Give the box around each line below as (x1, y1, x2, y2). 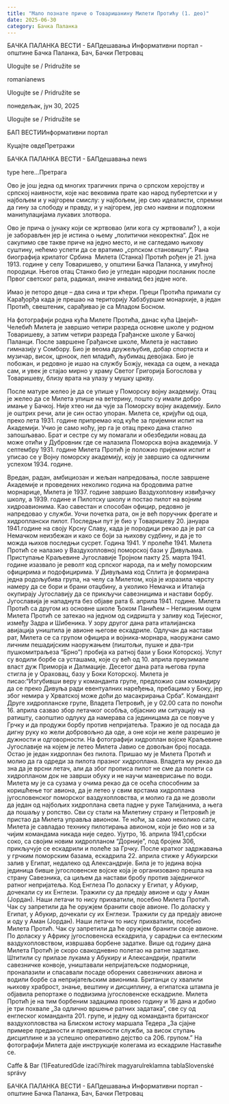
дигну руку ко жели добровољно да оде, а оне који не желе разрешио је (7, 728, 221, 736)
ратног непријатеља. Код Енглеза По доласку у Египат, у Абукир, (7, 881, 198, 889)
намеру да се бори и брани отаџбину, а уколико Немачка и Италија (7, 583, 205, 591)
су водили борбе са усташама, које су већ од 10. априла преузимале (7, 655, 209, 664)
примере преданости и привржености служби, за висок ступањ (7, 1027, 196, 1035)
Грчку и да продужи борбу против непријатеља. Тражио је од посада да (7, 720, 220, 729)
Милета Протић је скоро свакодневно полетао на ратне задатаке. (7, 946, 200, 955)
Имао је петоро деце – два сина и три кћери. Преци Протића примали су (7, 288, 221, 297)
